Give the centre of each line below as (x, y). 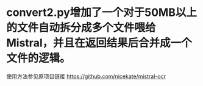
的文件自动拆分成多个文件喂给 (81, 28)
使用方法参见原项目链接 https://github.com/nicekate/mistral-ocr (86, 76)
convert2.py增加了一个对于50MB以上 (101, 13)
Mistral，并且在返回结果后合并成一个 (99, 43)
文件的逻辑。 (39, 58)
